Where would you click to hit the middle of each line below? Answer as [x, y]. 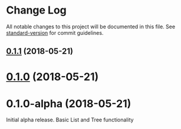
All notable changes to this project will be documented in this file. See [91, 27]
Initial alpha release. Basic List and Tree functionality [70, 120]
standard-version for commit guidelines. [55, 32]
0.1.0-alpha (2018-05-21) [69, 103]
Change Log [36, 10]
